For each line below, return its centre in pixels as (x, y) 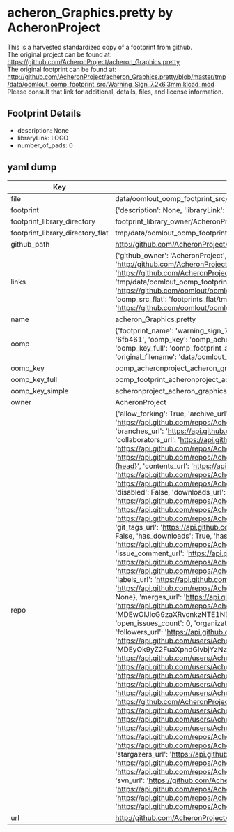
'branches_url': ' (141, 431)
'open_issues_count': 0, (154, 623)
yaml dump (32, 167)
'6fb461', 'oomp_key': (151, 339)
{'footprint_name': (144, 330)
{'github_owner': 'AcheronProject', (171, 255)
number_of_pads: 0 (45, 145)
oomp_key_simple (40, 391)
